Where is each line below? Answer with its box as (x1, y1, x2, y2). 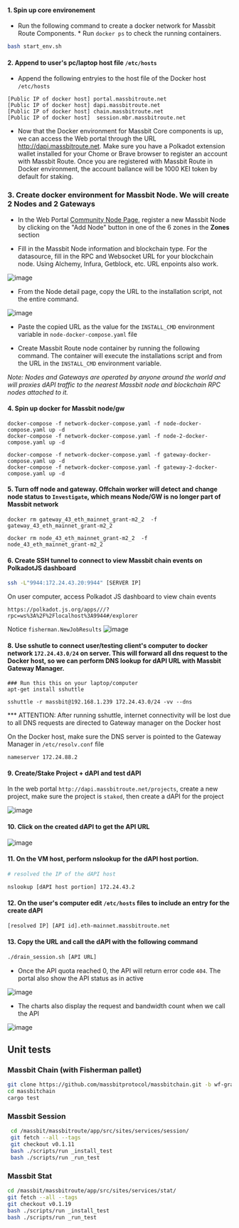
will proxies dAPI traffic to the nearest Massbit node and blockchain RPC (7, 380, 221, 389)
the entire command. (17, 295, 79, 303)
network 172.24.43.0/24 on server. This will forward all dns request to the (7, 649, 228, 657)
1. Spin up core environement (7, 6, 96, 14)
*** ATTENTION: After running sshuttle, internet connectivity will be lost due (7, 711, 231, 720)
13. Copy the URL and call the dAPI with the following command (7, 938, 198, 946)
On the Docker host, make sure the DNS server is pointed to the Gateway (7, 732, 222, 741)
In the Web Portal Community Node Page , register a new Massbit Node (17, 215, 226, 224)
